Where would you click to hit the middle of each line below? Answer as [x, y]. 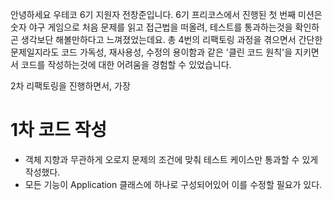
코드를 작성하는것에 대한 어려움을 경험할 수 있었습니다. [126, 64]
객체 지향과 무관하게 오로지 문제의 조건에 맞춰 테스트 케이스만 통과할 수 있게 [171, 159]
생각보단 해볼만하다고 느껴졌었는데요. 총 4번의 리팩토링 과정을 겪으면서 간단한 [171, 39]
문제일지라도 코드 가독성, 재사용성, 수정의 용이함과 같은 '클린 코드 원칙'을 [151, 52]
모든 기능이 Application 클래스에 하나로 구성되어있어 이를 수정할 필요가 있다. [173, 184]
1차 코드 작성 [59, 130]
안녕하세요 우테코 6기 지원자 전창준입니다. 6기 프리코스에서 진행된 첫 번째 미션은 [166, 14]
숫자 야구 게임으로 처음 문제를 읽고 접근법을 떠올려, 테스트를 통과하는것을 [151, 27]
